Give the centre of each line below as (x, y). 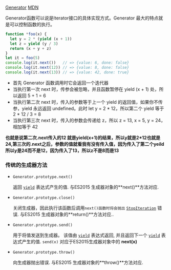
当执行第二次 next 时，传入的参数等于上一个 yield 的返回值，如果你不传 (88, 102)
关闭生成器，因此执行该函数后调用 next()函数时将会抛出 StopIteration (84, 208)
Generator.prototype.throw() (44, 253)
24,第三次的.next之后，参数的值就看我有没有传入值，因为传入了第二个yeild (85, 144)
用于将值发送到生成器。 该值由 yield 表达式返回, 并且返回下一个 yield (86, 235)
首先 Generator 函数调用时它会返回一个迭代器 (60, 83)
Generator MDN (22, 7)
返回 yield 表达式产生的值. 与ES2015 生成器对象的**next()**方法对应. (86, 187)
